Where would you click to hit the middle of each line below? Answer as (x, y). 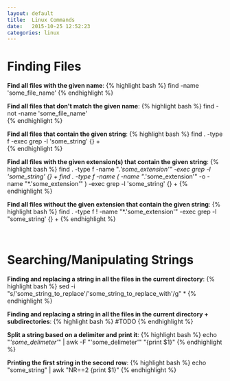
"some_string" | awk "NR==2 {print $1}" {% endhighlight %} (92, 370)
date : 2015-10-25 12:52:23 (49, 26)
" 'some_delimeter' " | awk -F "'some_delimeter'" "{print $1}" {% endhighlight (115, 342)
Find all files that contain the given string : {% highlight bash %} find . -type (115, 134)
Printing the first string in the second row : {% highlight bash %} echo (107, 363)
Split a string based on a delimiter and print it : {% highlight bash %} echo (112, 335)
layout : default (30, 13)
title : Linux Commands (41, 20)
